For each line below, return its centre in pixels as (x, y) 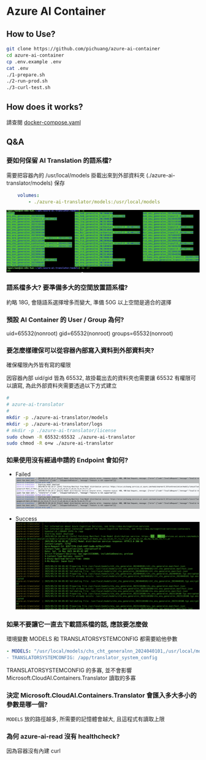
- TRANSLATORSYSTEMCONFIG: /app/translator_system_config (82, 657)
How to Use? (31, 34)
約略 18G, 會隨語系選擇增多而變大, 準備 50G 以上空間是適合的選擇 (89, 302)
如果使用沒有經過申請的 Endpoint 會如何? (67, 460)
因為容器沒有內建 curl (34, 751)
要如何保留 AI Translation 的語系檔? (59, 161)
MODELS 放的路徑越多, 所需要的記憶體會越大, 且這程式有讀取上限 (86, 719)
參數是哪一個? (27, 704)
